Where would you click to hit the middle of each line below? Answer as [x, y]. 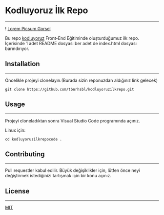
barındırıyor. [17, 48]
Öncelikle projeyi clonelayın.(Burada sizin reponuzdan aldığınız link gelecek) [81, 80]
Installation [22, 64]
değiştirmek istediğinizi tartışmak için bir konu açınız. [58, 176]
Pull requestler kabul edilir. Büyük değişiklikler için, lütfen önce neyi [72, 170]
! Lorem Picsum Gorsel [28, 28]
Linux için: [15, 130]
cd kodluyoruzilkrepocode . [34, 139]
